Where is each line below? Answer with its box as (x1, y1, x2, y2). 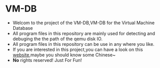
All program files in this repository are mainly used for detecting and (12, 30, 155, 36)
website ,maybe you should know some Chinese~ (12, 51, 116, 58)
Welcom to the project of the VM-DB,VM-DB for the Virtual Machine (12, 20, 155, 26)
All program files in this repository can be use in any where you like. (12, 41, 155, 47)
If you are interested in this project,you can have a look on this (12, 46, 143, 52)
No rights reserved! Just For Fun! (12, 57, 82, 63)
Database (12, 25, 33, 31)
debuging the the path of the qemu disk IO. (12, 36, 103, 42)
